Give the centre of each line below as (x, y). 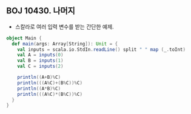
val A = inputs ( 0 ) (40, 55)
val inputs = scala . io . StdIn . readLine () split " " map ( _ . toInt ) (102, 49)
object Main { (24, 38)
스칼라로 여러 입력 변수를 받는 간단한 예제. (64, 27)
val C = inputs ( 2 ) (40, 66)
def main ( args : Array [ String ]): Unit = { (65, 44)
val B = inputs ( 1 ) (40, 61)
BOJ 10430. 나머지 (41, 11)
